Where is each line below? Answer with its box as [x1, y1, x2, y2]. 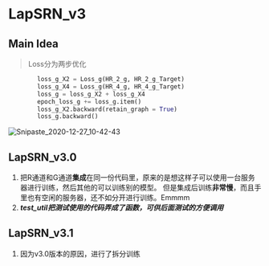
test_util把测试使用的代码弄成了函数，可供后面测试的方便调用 [19, 203, 224, 213]
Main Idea [8, 37, 59, 51]
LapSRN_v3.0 [8, 150, 77, 164]
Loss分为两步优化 [27, 59, 87, 68]
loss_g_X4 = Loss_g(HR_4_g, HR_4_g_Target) [37, 82, 185, 91]
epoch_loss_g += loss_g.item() [37, 97, 142, 105]
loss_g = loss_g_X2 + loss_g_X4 [37, 90, 146, 98]
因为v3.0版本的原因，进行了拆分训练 [19, 248, 141, 258]
